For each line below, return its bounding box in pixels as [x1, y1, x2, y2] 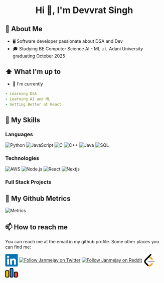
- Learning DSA [5, 91, 37, 96]
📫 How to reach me [5, 223, 68, 231]
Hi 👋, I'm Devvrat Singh [35, 5, 133, 16]
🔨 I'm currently [12, 80, 44, 87]
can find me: [5, 244, 32, 250]
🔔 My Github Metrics [5, 194, 71, 203]
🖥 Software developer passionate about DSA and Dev [12, 38, 123, 44]
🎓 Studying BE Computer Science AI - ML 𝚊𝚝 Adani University [12, 46, 143, 52]
